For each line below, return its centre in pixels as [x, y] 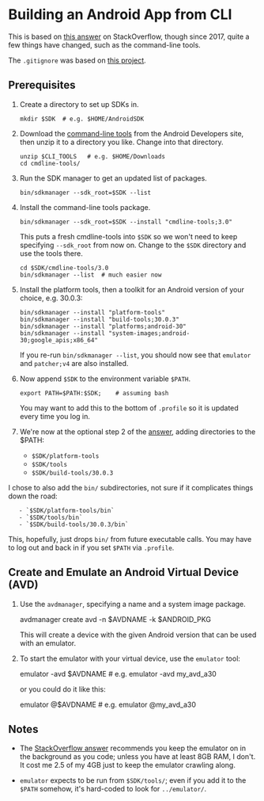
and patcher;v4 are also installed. [74, 363]
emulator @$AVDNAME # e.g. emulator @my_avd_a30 [107, 704]
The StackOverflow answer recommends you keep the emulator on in [133, 748]
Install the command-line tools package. [85, 207]
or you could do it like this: [62, 689]
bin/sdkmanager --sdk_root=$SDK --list [85, 193]
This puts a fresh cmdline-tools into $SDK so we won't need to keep [128, 236]
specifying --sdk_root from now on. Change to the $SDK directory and [133, 245]
